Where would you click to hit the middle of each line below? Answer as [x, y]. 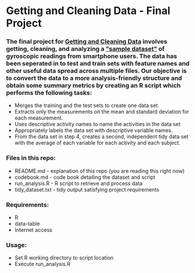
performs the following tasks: [49, 93]
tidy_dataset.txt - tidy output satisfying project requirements [87, 189]
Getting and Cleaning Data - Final [88, 11]
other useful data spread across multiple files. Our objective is [97, 71]
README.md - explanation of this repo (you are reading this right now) [100, 170]
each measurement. [39, 118]
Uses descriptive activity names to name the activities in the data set [97, 124]
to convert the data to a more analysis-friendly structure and [94, 79]
